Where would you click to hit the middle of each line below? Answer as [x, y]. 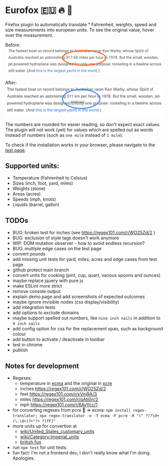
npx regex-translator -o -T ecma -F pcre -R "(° [92, 416]
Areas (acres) [27, 194]
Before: [13, 45]
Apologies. [24, 458]
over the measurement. [29, 35]
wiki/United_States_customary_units [57, 431]
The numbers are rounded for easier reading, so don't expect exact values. [83, 124]
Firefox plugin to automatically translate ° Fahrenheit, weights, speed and [81, 24]
